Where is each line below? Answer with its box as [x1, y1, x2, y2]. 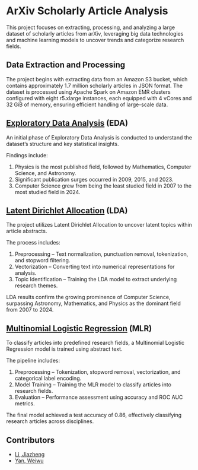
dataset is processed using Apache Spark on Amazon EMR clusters [6, 88, 171, 96]
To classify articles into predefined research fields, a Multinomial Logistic [6, 339, 185, 347]
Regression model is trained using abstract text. [6, 345, 123, 352]
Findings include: [6, 151, 49, 158]
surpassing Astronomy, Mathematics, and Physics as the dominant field [6, 300, 181, 307]
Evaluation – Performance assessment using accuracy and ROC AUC [14, 393, 183, 401]
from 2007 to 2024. [6, 306, 54, 313]
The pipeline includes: [6, 357, 60, 364]
